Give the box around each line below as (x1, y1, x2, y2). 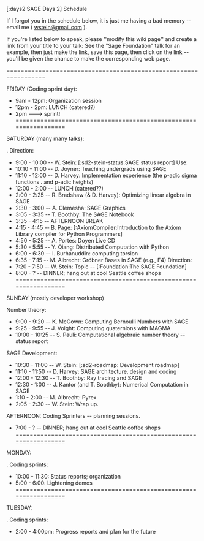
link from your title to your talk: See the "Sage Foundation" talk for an (6, 42, 181, 49)
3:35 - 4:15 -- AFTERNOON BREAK (15, 218, 104, 224)
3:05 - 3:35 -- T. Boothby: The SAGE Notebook (15, 211, 134, 218)
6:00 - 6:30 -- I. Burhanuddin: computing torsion (15, 250, 138, 257)
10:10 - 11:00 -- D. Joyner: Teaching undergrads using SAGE (15, 165, 167, 172)
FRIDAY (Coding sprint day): (6, 85, 77, 93)
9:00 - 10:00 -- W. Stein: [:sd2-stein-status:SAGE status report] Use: (15, 159, 188, 166)
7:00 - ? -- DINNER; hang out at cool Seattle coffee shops (15, 424, 161, 431)
